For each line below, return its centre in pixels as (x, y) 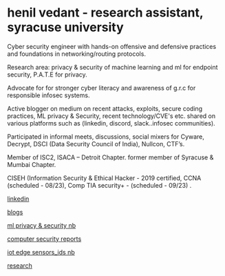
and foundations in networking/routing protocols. (77, 54)
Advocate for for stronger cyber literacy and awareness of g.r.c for (101, 88)
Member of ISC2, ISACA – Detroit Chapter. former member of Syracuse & (110, 157)
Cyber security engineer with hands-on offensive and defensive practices (112, 46)
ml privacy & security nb (42, 225)
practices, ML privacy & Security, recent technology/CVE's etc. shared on (111, 116)
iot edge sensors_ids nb (41, 252)
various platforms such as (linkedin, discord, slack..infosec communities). (111, 123)
